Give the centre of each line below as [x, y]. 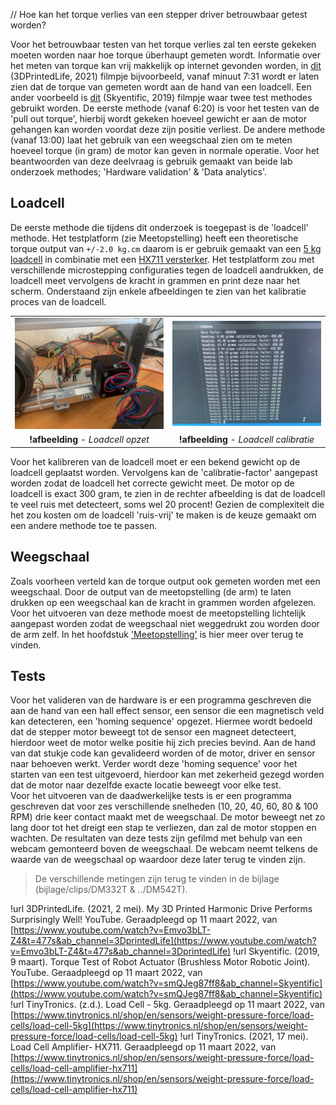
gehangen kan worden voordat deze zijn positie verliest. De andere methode [168, 129]
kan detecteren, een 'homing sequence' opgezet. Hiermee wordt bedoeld [161, 721]
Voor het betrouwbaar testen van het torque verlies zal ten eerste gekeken [163, 44]
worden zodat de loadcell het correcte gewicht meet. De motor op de [152, 483]
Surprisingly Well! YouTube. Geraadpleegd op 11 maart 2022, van [144, 920]
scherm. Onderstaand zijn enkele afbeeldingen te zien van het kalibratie [158, 291]
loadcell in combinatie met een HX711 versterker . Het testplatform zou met [162, 259]
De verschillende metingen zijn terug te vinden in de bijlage [157, 879]
